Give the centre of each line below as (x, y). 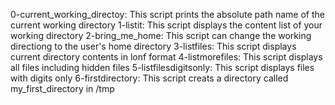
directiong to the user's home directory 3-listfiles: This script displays (153, 46)
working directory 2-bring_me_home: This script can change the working (161, 35)
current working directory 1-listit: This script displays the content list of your (166, 25)
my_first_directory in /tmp (62, 88)
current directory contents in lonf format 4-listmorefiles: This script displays (166, 57)
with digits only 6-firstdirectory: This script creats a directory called (149, 78)
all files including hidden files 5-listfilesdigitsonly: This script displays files (162, 67)
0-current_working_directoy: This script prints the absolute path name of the (167, 14)
